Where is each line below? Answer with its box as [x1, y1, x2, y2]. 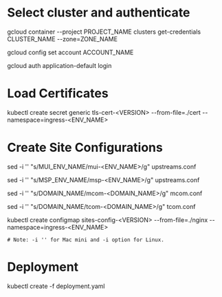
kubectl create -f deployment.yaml [7, 282, 105, 290]
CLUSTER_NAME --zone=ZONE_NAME [7, 34, 118, 43]
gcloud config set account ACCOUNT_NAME [7, 48, 134, 56]
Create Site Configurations [7, 140, 163, 155]
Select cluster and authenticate [7, 5, 190, 21]
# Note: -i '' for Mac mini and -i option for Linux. [7, 236, 165, 243]
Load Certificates [7, 86, 109, 101]
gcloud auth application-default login [7, 61, 112, 69]
